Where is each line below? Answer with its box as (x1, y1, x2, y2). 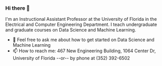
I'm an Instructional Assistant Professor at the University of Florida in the (5, 16, 157, 22)
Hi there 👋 (5, 5, 30, 12)
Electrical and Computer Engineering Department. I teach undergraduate (5, 21, 157, 27)
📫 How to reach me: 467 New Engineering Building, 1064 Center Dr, (12, 48, 156, 54)
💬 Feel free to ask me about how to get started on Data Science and (12, 37, 155, 43)
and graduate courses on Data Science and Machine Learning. (5, 27, 136, 33)
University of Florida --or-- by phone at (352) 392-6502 (12, 55, 131, 61)
